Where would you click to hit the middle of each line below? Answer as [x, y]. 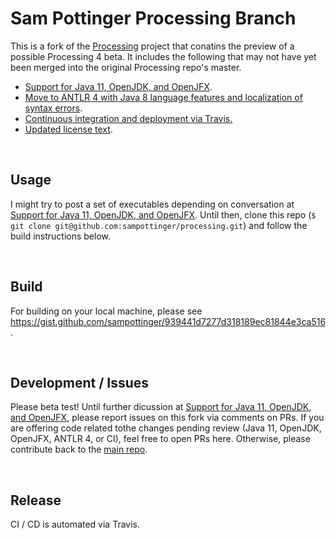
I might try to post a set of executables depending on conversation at [152, 204]
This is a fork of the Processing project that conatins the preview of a [152, 46]
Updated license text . [68, 129]
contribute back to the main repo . [79, 449]
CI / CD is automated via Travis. [75, 524]
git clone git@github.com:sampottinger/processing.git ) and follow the [159, 225]
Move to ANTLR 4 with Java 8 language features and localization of [163, 97]
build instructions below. [61, 236]
